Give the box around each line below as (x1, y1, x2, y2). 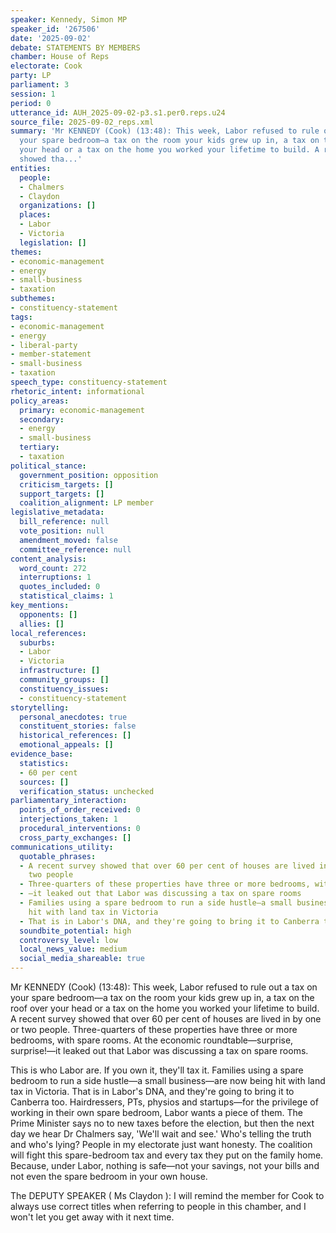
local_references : (10, 628, 87, 638)
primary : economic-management (19, 405, 145, 415)
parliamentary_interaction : (10, 796, 128, 806)
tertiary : (19, 442, 60, 453)
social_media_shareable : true (19, 954, 145, 964)
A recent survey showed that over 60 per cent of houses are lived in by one (10, 1013, 322, 1025)
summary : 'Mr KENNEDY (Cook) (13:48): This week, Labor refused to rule (10, 126, 320, 136)
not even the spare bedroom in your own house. (10, 1171, 208, 1182)
